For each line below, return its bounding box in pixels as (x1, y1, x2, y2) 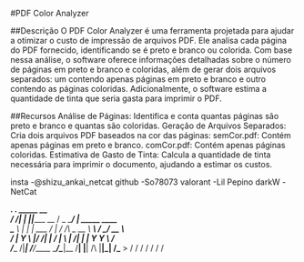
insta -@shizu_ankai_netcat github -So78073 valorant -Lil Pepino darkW (10, 176, 280, 187)
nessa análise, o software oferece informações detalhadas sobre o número (10, 55, 292, 65)
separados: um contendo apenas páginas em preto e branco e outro (10, 74, 267, 85)
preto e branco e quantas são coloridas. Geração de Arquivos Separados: (10, 120, 287, 131)
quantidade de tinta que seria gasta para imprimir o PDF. (10, 93, 222, 104)
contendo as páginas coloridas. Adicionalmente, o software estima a (10, 84, 268, 94)
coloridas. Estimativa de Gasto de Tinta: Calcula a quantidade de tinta (10, 149, 271, 160)
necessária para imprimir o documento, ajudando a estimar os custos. (10, 159, 272, 169)
